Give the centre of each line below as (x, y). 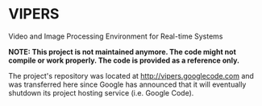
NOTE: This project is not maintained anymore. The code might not (122, 51)
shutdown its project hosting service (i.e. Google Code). (101, 92)
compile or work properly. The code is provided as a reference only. (124, 60)
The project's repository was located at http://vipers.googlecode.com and (131, 75)
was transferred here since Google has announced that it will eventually (127, 84)
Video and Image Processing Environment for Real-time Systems (116, 36)
